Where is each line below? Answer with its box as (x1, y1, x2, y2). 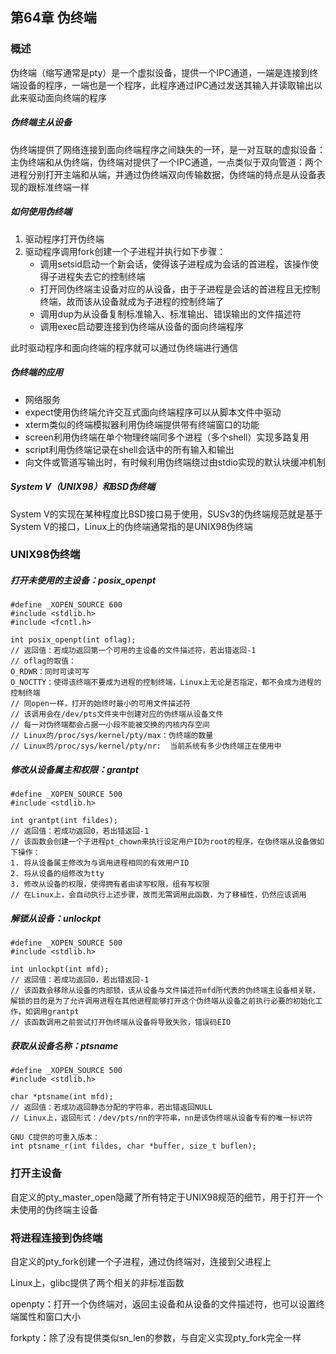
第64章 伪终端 (10, 9, 97, 27)
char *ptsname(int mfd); (10, 1092, 114, 1102)
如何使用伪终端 (10, 206, 72, 218)
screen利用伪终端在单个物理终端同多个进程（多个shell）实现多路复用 (24, 431, 310, 443)
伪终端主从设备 (10, 116, 72, 128)
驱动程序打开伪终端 (24, 233, 105, 245)
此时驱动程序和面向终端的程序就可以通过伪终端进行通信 (10, 341, 238, 353)
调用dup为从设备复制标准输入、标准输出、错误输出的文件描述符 (39, 308, 302, 320)
